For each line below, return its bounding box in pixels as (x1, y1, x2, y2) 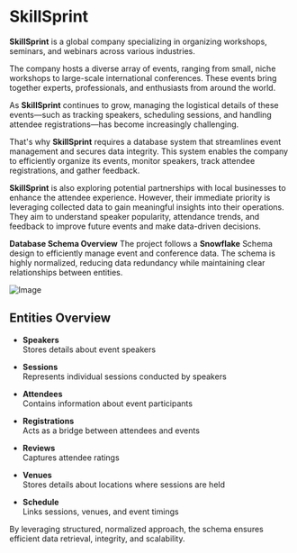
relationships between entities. (9, 267, 123, 277)
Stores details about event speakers (22, 344, 156, 355)
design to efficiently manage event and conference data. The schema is (9, 248, 276, 258)
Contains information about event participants (22, 398, 193, 409)
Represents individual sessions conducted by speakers (22, 371, 227, 382)
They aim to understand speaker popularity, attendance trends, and (9, 211, 260, 222)
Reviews (22, 442, 56, 453)
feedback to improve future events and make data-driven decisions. (9, 221, 261, 231)
